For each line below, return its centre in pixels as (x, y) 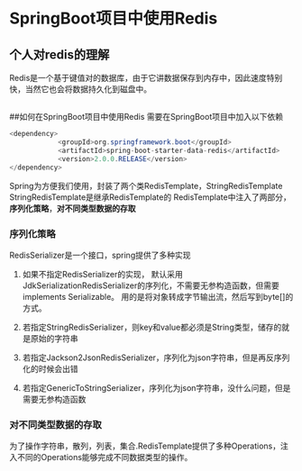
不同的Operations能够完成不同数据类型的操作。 (105, 457)
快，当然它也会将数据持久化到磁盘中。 (80, 89)
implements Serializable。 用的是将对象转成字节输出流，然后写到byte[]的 (158, 297)
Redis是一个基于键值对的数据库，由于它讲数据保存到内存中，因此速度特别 (146, 78)
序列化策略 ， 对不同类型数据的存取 (73, 208)
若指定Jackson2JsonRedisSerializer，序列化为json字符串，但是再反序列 (156, 358)
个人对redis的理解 (59, 54)
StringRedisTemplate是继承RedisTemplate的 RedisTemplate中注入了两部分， (150, 197)
